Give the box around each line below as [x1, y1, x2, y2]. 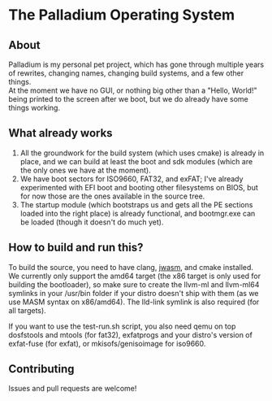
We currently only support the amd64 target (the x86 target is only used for [8, 271, 261, 281]
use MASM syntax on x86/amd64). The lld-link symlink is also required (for [8, 297, 260, 307]
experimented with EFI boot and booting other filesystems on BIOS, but [19, 182, 258, 192]
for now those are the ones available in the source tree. [19, 191, 205, 201]
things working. [8, 103, 61, 112]
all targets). [8, 305, 46, 315]
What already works [8, 126, 113, 140]
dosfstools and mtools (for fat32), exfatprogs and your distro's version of [8, 329, 253, 339]
